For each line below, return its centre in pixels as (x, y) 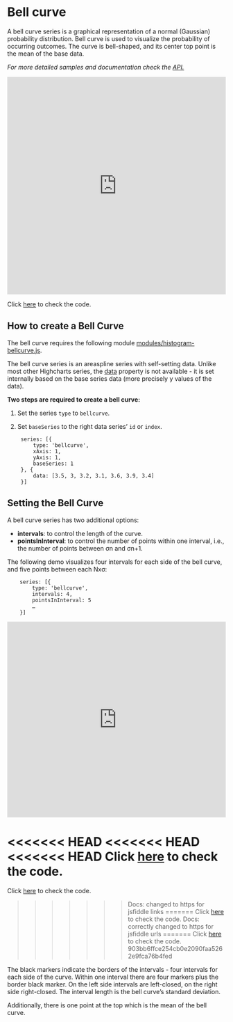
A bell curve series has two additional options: (73, 520)
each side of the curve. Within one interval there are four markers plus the (113, 977)
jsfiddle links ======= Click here (176, 911)
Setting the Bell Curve (55, 503)
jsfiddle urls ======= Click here (175, 934)
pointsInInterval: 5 (62, 600)
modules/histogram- (165, 343)
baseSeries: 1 (53, 464)
